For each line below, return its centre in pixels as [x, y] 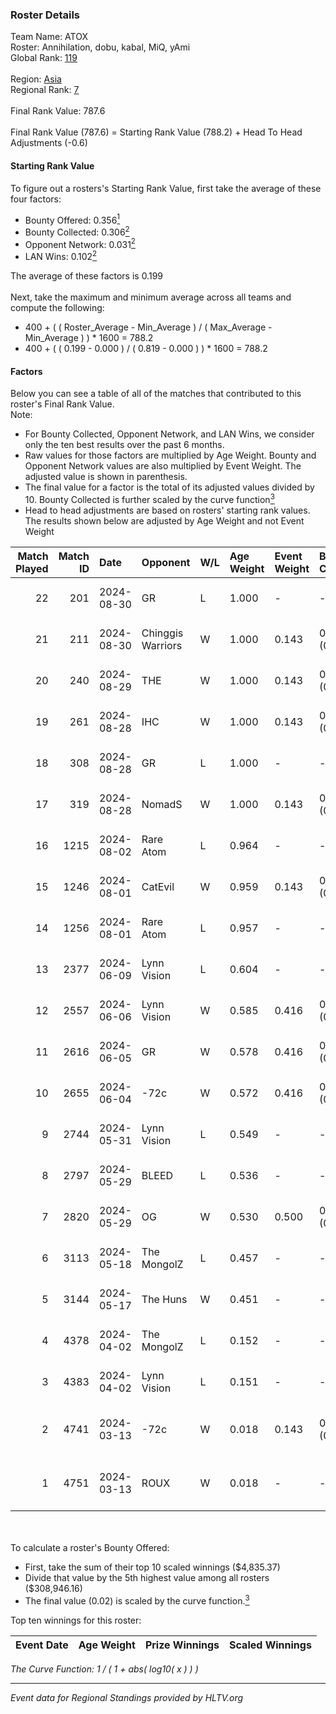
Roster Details [45, 15]
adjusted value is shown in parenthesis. [106, 477]
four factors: [36, 199]
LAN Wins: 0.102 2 [61, 256]
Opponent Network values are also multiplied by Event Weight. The [163, 466]
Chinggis [162, 633]
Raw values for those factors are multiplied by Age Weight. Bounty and [170, 455]
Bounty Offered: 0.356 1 [72, 219]
